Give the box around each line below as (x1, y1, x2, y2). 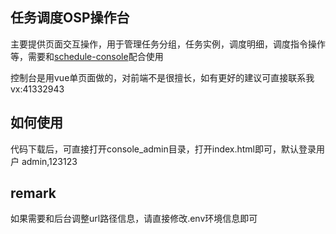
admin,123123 (21, 155, 78, 167)
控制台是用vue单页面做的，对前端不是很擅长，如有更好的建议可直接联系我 (10, 71, 315, 83)
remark (10, 185, 57, 202)
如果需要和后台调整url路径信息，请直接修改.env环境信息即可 (10, 213, 258, 225)
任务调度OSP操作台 (10, 9, 130, 27)
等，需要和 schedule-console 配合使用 (10, 50, 164, 62)
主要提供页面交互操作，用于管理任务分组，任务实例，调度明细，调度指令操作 (10, 38, 326, 50)
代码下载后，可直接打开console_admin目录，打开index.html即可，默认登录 (10, 143, 317, 155)
